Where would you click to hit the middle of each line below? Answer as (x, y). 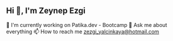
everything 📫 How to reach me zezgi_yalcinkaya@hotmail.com (83, 31)
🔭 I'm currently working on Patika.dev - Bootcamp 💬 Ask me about (86, 25)
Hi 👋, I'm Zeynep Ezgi (46, 11)
